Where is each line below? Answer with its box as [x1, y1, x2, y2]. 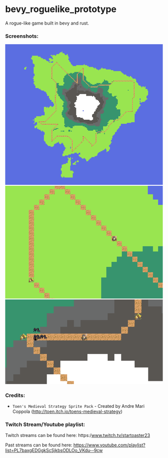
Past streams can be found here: [5, 442, 72, 448]
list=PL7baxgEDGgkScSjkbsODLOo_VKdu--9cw [5, 447, 103, 453]
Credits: [5, 392, 25, 399]
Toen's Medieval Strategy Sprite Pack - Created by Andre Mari [12, 403, 145, 409]
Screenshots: [5, 33, 39, 40]
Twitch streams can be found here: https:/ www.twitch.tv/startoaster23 [5, 432, 150, 438]
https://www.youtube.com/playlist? [73, 442, 146, 448]
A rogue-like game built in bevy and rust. [5, 20, 89, 26]
